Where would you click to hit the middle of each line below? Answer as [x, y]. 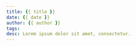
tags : [13, 28]
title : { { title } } [31, 12]
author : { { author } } [34, 23]
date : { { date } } [28, 17]
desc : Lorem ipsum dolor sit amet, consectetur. [69, 34]
